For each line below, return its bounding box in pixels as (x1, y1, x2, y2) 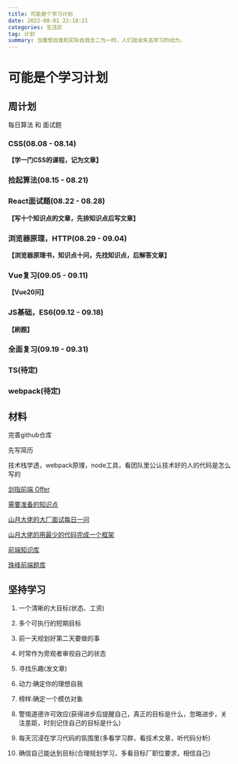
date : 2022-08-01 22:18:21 (8, 17, 88, 24)
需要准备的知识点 (8, 500, 58, 509)
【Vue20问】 (8, 288, 48, 296)
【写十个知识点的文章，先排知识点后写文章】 (8, 214, 140, 222)
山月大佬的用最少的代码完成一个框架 (8, 530, 115, 539)
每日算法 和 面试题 (8, 120, 62, 129)
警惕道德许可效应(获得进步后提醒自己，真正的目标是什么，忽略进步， (18, 709, 221, 718)
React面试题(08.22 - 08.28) (8, 197, 105, 206)
